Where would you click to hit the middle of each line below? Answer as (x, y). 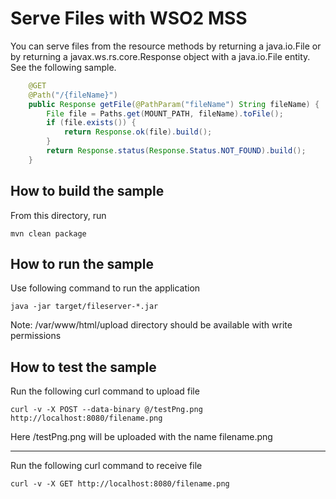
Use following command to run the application (105, 288)
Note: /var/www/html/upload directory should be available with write (151, 325)
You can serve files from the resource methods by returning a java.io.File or (166, 46)
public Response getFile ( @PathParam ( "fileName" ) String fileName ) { (174, 104)
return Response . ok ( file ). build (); (138, 132)
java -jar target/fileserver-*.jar (84, 307)
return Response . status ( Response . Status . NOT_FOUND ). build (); (176, 151)
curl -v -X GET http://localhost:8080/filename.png (120, 484)
